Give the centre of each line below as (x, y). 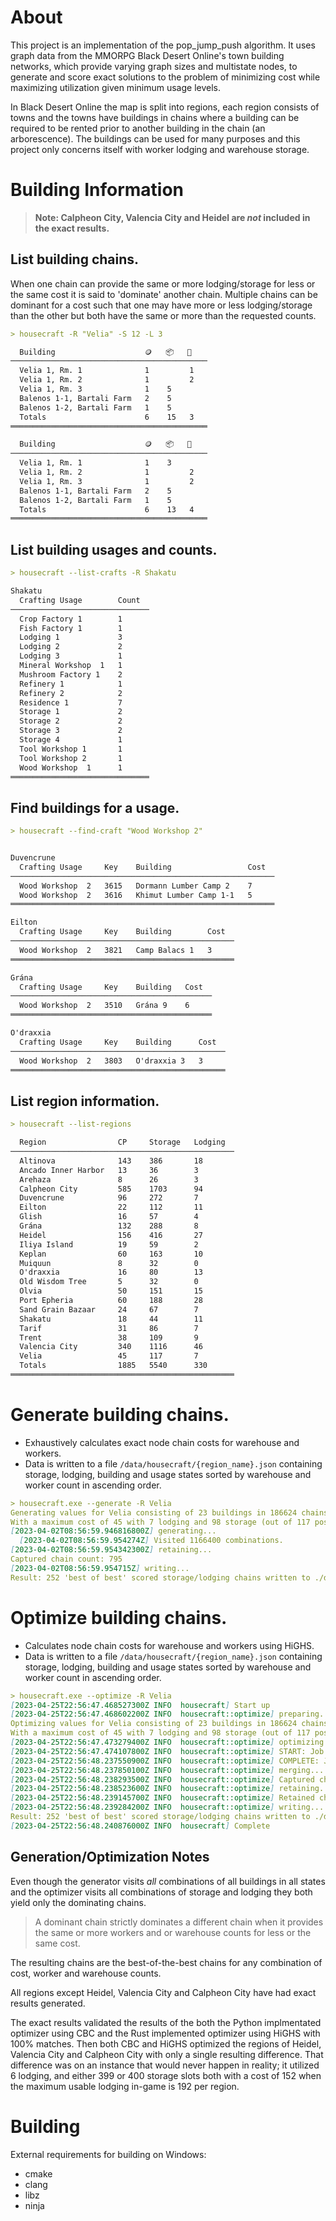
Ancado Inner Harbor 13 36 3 (109, 1170)
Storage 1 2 (71, 712)
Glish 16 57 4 (109, 1217)
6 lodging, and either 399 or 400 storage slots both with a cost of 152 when (166, 2075)
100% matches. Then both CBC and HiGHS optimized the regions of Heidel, (166, 2043)
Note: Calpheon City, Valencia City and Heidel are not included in (172, 217)
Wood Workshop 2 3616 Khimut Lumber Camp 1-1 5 (136, 895)
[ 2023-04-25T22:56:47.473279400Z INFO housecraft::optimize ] (142, 1742)
